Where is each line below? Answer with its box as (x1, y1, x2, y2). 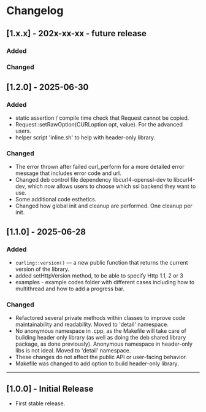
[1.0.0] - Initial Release (6, 383, 94, 394)
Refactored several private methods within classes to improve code (15, 314, 186, 322)
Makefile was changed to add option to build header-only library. (15, 360, 179, 367)
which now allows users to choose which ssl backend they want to (27, 182, 196, 190)
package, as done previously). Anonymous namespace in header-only (15, 340, 193, 348)
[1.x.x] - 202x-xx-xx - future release (6, 28, 147, 39)
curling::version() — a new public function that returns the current (15, 259, 188, 266)
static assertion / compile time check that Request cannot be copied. (15, 114, 189, 122)
